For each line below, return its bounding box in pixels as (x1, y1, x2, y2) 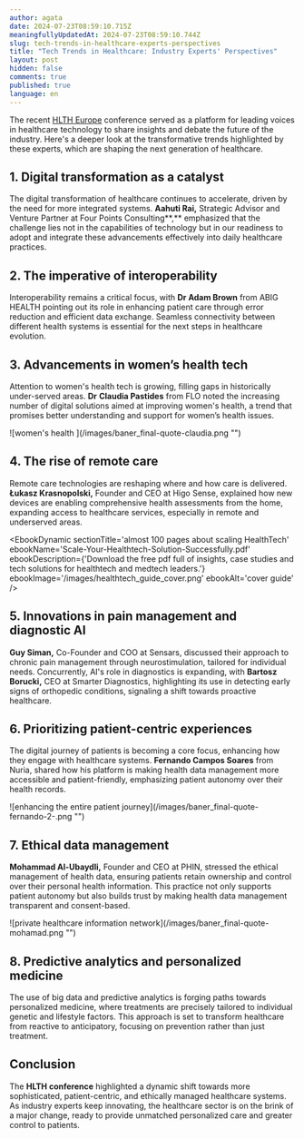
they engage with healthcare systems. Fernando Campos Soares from (9, 755, 274, 766)
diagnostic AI (9, 623, 86, 638)
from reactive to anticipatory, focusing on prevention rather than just (9, 1021, 265, 1031)
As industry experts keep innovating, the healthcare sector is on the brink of (9, 1100, 294, 1111)
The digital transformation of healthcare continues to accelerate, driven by (9, 193, 288, 204)
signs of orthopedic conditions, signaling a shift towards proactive (9, 685, 257, 696)
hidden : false (9, 64, 64, 74)
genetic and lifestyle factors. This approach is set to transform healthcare (9, 1011, 284, 1022)
